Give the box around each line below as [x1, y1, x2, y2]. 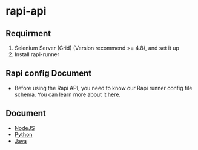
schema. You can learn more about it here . [14, 91, 121, 98]
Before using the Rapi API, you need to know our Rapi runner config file [14, 84, 193, 91]
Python [14, 131, 33, 138]
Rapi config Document [5, 68, 92, 79]
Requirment [5, 28, 51, 39]
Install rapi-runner [14, 51, 60, 58]
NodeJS [14, 124, 35, 131]
